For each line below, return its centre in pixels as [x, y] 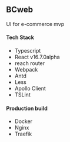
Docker [24, 121]
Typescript [28, 51]
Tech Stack [20, 37]
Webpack [26, 70]
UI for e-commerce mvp [35, 24]
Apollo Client [30, 89]
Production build [27, 108]
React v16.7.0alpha [37, 57]
